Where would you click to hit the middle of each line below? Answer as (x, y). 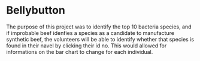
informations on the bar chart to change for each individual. (80, 52)
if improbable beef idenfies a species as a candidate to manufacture (90, 33)
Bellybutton (36, 10)
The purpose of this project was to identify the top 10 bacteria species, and (99, 27)
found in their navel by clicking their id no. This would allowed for (87, 46)
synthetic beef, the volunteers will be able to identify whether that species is (100, 39)
